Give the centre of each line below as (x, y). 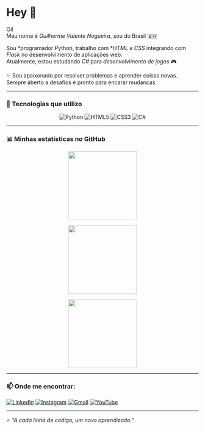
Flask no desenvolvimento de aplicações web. (65, 54)
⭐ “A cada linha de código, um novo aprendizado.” (70, 420)
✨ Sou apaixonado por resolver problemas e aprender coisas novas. (92, 75)
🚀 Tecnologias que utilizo (44, 104)
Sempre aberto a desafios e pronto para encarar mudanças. (82, 82)
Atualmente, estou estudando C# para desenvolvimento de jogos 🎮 (92, 61)
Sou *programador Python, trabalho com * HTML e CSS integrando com (96, 48)
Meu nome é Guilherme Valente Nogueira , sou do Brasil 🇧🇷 (82, 35)
